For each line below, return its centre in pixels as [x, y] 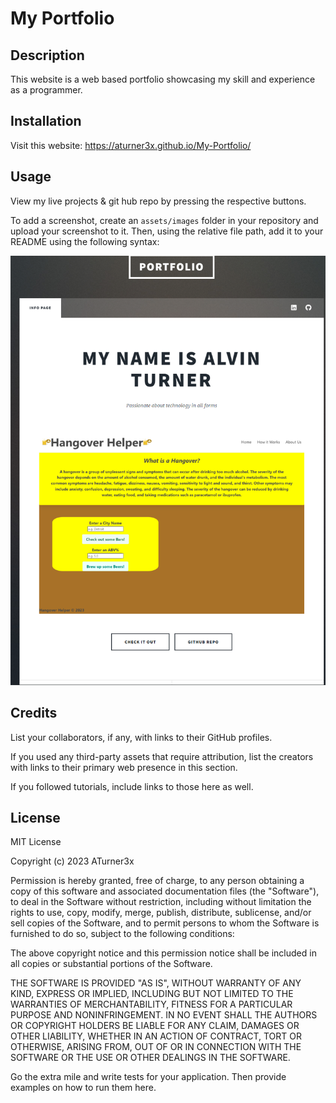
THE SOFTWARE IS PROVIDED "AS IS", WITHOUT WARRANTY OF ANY [156, 983]
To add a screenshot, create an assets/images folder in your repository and [164, 220]
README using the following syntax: [85, 241]
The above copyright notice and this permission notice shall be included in [163, 953]
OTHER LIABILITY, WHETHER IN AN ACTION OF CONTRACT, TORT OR [156, 1036]
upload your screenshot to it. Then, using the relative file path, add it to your [167, 231]
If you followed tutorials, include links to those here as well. [132, 786]
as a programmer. [46, 90]
